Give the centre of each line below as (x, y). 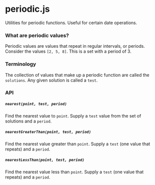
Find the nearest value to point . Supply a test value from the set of (73, 116)
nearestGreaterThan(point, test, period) (48, 132)
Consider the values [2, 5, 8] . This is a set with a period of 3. (68, 51)
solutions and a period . (28, 121)
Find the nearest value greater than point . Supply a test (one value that (78, 144)
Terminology (21, 64)
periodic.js (28, 9)
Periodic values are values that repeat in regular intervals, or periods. (75, 46)
